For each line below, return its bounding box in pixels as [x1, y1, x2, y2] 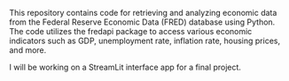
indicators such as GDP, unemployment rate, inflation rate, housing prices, [9, 35, 281, 46]
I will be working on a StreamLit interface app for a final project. [9, 62, 242, 72]
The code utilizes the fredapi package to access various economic [9, 26, 253, 36]
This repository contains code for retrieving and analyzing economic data [9, 8, 277, 18]
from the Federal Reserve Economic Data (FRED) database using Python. [9, 17, 276, 27]
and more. [9, 45, 47, 55]
